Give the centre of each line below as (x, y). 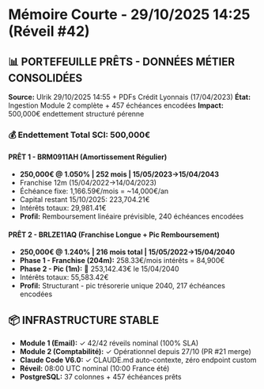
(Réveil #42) (49, 31)
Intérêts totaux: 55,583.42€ (64, 277)
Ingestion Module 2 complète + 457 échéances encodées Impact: (116, 105)
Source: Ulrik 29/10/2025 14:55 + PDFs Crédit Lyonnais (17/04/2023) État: (130, 97)
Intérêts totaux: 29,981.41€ (63, 208)
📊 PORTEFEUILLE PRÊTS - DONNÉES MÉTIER (122, 61)
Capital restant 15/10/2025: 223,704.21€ (85, 200)
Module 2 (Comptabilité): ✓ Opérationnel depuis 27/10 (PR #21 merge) (135, 352)
